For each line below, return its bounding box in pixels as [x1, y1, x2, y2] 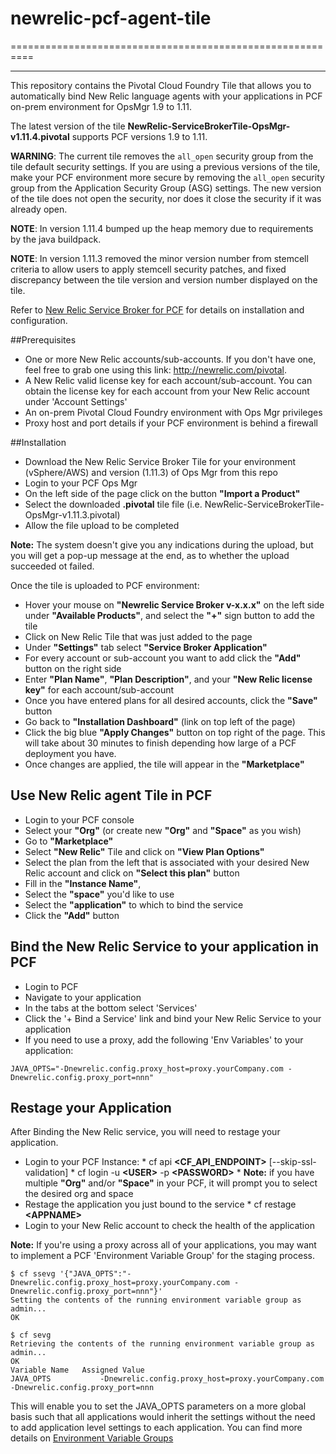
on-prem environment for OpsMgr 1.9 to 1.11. [10, 100, 192, 112]
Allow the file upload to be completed [24, 519, 180, 531]
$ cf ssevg [10, 1269, 56, 1279]
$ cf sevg [10, 1330, 52, 1341]
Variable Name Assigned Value [10, 1365, 145, 1376]
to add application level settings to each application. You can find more [10, 1422, 303, 1434]
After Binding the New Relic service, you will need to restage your [10, 1126, 281, 1138]
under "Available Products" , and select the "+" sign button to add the [24, 609, 315, 621]
